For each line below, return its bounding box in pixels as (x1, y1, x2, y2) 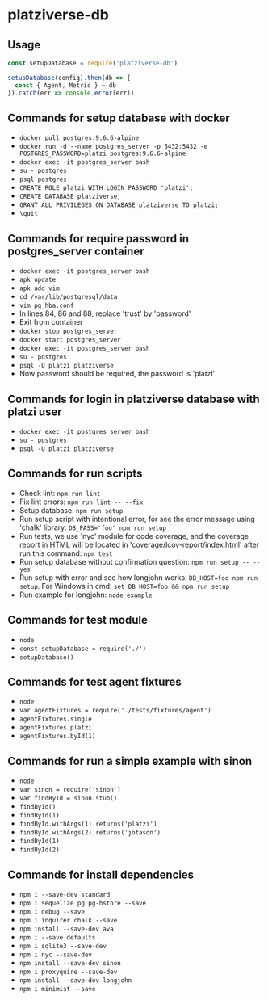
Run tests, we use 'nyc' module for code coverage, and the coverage (19, 531, 249, 540)
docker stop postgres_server (19, 327, 118, 336)
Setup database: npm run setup (19, 505, 124, 515)
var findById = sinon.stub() (19, 794, 118, 803)
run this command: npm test (19, 548, 114, 558)
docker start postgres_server (19, 336, 122, 344)
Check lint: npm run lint (19, 488, 101, 498)
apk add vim (19, 284, 60, 292)
